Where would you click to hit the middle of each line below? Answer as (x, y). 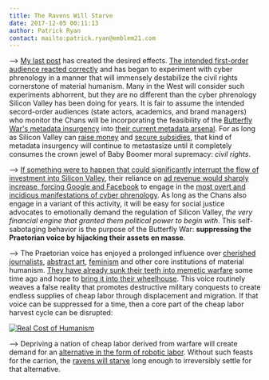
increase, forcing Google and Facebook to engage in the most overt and (127, 187)
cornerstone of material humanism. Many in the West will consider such (127, 86)
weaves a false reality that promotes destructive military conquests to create (135, 287)
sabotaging (28, 230)
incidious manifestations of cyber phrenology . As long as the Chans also (128, 195)
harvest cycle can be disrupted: (61, 313)
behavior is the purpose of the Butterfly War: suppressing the (150, 230)
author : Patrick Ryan (45, 30)
